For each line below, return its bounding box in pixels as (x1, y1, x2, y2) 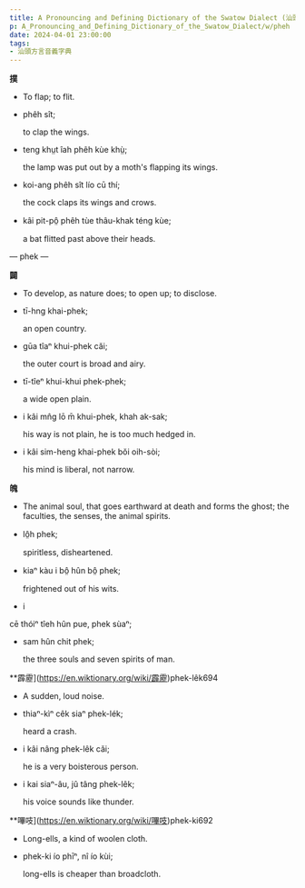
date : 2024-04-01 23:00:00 (9, 30, 112, 39)
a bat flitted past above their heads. (22, 234, 156, 244)
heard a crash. (22, 726, 77, 737)
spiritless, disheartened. (22, 547, 113, 558)
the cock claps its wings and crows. (22, 197, 157, 208)
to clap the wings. (22, 126, 90, 137)
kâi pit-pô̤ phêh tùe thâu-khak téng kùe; (22, 215, 172, 226)
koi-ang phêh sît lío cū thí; (22, 179, 121, 191)
